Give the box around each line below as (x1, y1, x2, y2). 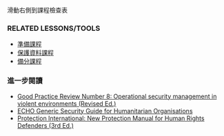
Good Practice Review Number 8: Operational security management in (17, 92, 217, 100)
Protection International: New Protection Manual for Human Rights (17, 114, 205, 122)
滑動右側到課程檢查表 (7, 6, 68, 14)
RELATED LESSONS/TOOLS (7, 23, 101, 33)
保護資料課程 (17, 49, 54, 57)
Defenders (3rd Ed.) (17, 121, 74, 129)
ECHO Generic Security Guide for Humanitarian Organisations (17, 106, 193, 115)
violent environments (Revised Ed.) (17, 99, 116, 108)
